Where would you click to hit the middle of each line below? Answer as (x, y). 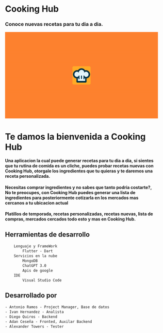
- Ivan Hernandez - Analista (34, 312)
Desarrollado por (31, 295)
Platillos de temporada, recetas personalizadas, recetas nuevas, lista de (79, 214)
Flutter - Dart (38, 251)
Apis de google (38, 271)
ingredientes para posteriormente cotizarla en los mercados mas (72, 198)
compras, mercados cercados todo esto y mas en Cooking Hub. (70, 219)
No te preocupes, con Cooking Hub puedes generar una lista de (70, 192)
